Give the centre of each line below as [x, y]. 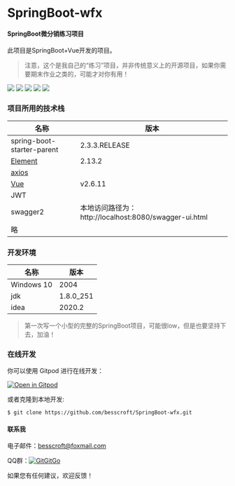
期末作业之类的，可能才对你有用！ [80, 74]
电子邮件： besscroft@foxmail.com [57, 446]
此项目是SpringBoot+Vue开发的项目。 [62, 50]
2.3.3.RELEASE [105, 145]
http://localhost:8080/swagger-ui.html [144, 217]
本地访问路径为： [108, 208]
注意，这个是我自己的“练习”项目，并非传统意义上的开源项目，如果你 [122, 65]
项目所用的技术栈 [36, 109]
